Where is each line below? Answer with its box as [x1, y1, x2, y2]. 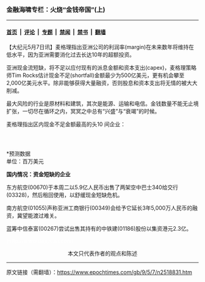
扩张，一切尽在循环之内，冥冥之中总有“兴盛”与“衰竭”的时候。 [6, 107, 160, 114]
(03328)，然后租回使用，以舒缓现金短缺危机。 [6, 191, 123, 199]
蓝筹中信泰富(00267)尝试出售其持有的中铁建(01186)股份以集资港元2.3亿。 [6, 225, 192, 232]
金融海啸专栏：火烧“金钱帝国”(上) [6, 5, 106, 13]
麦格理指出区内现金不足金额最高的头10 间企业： [6, 121, 126, 128]
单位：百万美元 [6, 158, 44, 165]
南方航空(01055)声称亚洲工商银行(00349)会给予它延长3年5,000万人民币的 [6, 204, 193, 212]
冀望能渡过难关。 [16, 212, 60, 220]
